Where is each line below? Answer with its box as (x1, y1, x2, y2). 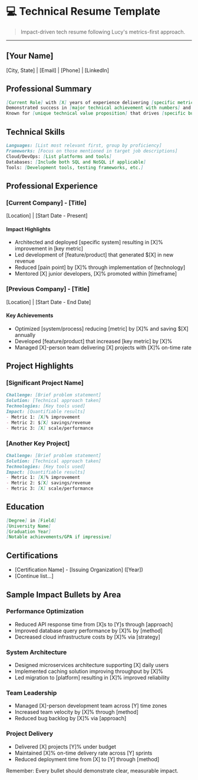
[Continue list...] (14, 572, 54, 580)
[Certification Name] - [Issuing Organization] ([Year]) (14, 566, 143, 574)
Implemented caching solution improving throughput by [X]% (14, 668, 164, 675)
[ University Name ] (6, 523, 51, 529)
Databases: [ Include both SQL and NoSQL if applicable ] (6, 159, 146, 165)
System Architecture (6, 648, 67, 656)
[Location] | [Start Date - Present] (6, 212, 88, 219)
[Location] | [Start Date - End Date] (6, 298, 91, 305)
